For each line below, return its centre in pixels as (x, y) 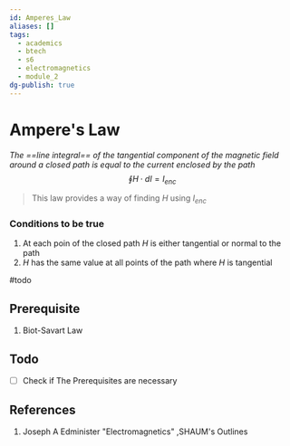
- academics (40, 43)
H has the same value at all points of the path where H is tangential (147, 262)
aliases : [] (32, 26)
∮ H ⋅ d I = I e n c (152, 180)
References (43, 409)
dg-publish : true (42, 85)
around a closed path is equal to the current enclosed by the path (132, 165)
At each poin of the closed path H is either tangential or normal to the (152, 243)
